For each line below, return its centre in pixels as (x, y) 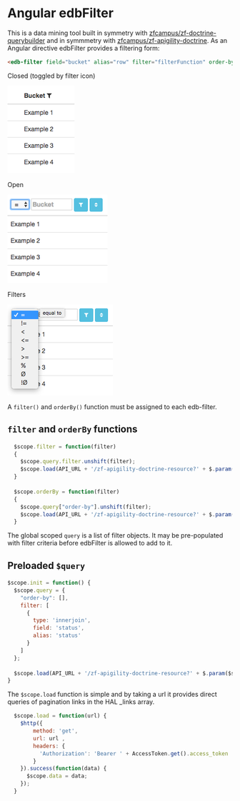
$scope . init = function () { (49, 583)
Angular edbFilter (61, 13)
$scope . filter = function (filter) (65, 447)
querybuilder (26, 40)
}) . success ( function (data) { (64, 769)
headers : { (49, 746)
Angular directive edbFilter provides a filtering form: (84, 48)
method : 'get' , (56, 731)
